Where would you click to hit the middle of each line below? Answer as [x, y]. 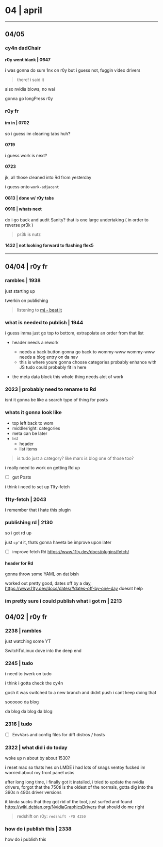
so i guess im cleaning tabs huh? [38, 133]
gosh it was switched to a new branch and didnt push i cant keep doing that [81, 693]
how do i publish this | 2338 [38, 829]
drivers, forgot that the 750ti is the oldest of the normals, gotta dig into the [79, 787]
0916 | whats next [24, 209]
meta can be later [30, 433]
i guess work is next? [26, 155]
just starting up [20, 291]
